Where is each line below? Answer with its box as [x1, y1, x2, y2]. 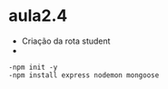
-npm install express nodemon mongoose [8, 70, 160, 80]
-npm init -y [8, 63, 58, 72]
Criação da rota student [21, 35, 111, 46]
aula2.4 [8, 5, 68, 26]
